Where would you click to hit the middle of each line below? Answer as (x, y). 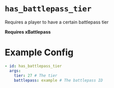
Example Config (39, 53)
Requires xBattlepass (28, 32)
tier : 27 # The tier (36, 75)
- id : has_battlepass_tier (33, 66)
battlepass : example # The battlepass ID (58, 80)
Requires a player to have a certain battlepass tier (57, 22)
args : (15, 71)
